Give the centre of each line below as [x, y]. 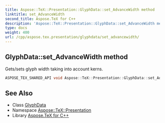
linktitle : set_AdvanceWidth [35, 14]
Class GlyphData [29, 105]
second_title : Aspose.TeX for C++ [41, 19]
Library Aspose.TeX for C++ [41, 116]
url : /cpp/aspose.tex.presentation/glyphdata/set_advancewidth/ [72, 37]
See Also [19, 93]
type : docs [16, 28]
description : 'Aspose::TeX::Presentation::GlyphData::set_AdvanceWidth [80, 23]
